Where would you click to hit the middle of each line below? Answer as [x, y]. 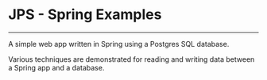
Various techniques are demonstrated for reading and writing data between [132, 59]
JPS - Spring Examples [85, 15]
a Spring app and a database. [56, 67]
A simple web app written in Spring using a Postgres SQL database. [119, 44]
